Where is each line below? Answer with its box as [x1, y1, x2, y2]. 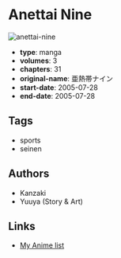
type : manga [19, 47, 62, 57]
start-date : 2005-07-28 [19, 82, 99, 92]
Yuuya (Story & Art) [19, 197, 83, 206]
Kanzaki [19, 188, 47, 197]
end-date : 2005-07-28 [19, 91, 96, 100]
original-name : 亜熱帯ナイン [19, 73, 113, 83]
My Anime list [19, 240, 65, 250]
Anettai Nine [8, 6, 93, 24]
